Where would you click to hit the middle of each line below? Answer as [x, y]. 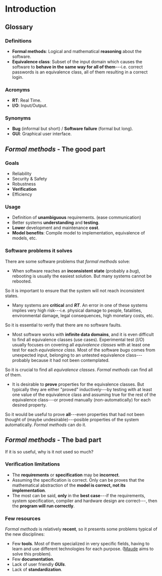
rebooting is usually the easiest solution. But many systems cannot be [82, 276]
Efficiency [22, 194]
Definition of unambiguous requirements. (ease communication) [77, 217]
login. [17, 77]
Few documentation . [33, 559]
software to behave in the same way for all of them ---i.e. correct [77, 67]
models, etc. [24, 238]
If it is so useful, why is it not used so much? [49, 451]
